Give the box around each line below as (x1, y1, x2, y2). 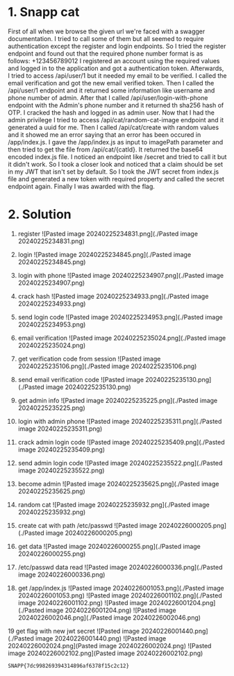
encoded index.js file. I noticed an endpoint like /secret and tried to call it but (8, 152, 227, 160)
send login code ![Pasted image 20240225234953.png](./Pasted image (17, 313, 223, 321)
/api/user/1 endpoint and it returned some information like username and (8, 86, 215, 94)
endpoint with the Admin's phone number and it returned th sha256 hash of (8, 101, 224, 109)
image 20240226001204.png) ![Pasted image (45, 606, 176, 614)
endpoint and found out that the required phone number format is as (8, 49, 203, 58)
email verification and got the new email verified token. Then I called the (8, 79, 215, 87)
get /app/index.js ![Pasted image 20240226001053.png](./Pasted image (17, 584, 224, 592)
